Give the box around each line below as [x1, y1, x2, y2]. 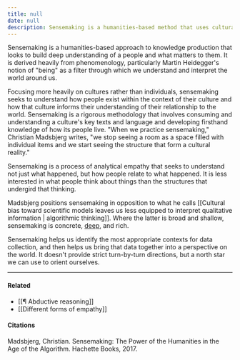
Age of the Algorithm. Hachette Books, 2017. [7, 344, 138, 353]
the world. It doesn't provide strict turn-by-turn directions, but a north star [7, 251, 226, 259]
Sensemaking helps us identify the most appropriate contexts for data [7, 235, 213, 244]
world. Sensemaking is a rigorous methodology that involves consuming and [7, 110, 232, 119]
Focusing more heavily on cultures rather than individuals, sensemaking [7, 87, 219, 96]
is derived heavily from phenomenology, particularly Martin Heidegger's [7, 59, 219, 67]
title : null [7, 10, 43, 18]
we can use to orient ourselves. [7, 258, 100, 266]
